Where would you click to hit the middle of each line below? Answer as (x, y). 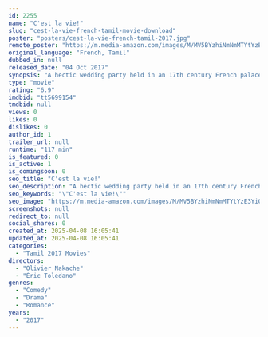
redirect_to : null (39, 216)
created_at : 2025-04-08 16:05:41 (64, 231)
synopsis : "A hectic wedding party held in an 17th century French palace (135, 75)
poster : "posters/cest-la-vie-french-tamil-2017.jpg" (100, 38)
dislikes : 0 (28, 127)
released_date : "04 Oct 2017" (59, 68)
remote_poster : (33, 46)
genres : (21, 283)
